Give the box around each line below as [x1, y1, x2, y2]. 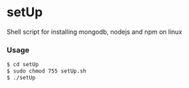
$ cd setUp [6, 61, 39, 68]
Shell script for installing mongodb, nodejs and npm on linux [6, 27, 183, 36]
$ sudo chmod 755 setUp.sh [6, 68, 87, 75]
